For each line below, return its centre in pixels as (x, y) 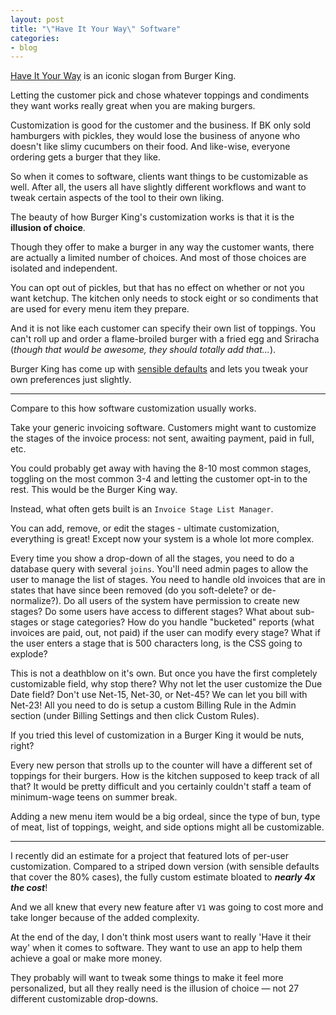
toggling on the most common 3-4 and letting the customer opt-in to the (159, 479)
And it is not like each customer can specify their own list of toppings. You (163, 328)
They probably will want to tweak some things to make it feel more (147, 978)
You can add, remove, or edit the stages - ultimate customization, (145, 528)
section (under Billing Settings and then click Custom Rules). (135, 716)
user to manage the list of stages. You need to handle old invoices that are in (168, 580)
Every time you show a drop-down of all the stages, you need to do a (152, 558)
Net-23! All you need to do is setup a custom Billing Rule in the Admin (153, 705)
